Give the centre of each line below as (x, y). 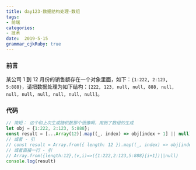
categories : (20, 28)
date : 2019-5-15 (27, 39)
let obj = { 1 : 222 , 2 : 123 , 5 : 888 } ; (48, 129)
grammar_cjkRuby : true (34, 44)
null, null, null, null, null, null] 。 (55, 94)
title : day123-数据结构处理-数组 (43, 11)
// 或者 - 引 (20, 140)
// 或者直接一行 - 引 (29, 150)
